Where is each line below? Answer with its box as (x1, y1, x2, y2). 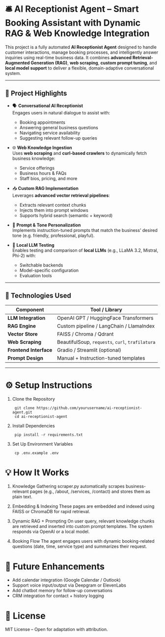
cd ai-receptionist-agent (14, 414, 68, 419)
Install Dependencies (12, 422, 55, 429)
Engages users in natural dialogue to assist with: (12, 110, 110, 115)
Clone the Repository (12, 396, 55, 402)
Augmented (5, 60, 30, 66)
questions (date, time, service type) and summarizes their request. (12, 543, 147, 550)
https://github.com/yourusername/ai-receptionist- (36, 405, 142, 411)
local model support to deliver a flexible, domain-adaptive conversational (5, 65, 154, 71)
